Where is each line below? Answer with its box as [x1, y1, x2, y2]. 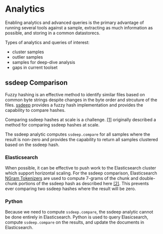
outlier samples [12, 54, 43, 60]
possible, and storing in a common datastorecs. [5, 30, 101, 36]
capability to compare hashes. [5, 107, 66, 113]
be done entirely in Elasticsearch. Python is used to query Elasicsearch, [5, 214, 148, 220]
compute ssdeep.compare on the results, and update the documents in [5, 219, 145, 225]
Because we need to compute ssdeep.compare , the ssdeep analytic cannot [5, 209, 153, 215]
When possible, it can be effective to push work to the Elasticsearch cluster [5, 165, 157, 171]
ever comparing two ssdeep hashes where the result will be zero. [5, 186, 136, 191]
